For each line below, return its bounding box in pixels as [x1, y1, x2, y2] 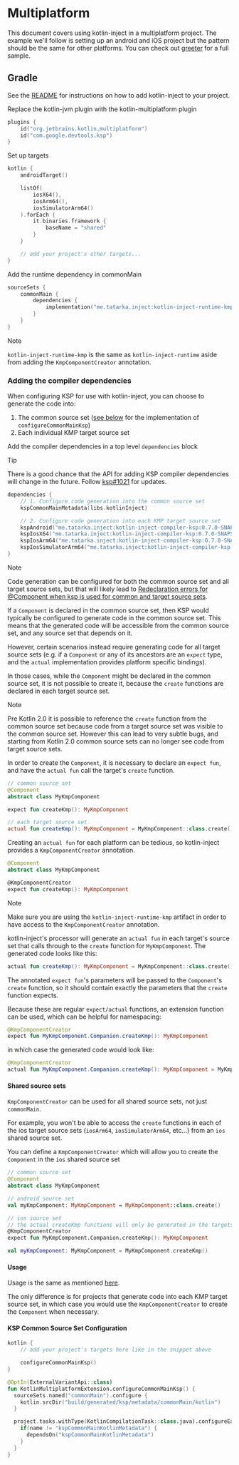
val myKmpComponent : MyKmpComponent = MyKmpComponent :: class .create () [7, 1201, 221, 1209]
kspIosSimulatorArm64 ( [20, 544, 87, 551]
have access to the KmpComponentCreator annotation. [7, 920, 160, 928]
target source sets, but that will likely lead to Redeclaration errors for [7, 585, 208, 593]
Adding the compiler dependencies [7, 376, 132, 386]
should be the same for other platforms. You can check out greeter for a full [7, 43, 229, 52]
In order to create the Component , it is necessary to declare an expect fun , [7, 758, 221, 767]
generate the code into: [7, 399, 76, 408]
